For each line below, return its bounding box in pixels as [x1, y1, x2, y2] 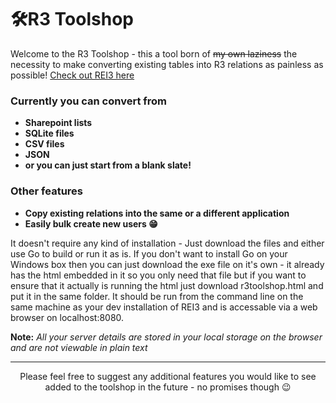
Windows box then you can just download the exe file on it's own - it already [10, 258, 325, 270]
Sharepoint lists [24, 117, 93, 129]
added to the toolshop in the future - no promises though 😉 [44, 381, 292, 393]
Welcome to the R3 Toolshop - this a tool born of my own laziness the [10, 47, 298, 60]
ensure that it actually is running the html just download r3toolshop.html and [10, 279, 324, 291]
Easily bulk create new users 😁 [24, 217, 158, 230]
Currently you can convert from [10, 94, 168, 108]
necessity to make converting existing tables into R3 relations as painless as [10, 58, 324, 70]
